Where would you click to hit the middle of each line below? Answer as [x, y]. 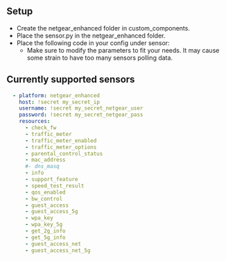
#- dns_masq [42, 167]
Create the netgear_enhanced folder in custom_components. [103, 28]
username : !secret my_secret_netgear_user [81, 108]
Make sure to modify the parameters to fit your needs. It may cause [123, 50]
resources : [35, 121]
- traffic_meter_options [61, 147]
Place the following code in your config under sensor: [93, 43]
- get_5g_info [45, 237]
